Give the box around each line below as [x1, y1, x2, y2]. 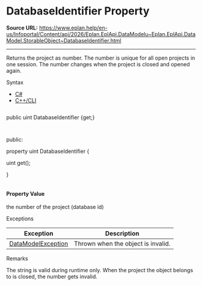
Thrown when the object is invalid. [74, 240, 171, 248]
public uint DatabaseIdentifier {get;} [6, 113, 95, 121]
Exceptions [6, 215, 34, 222]
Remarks [6, 255, 28, 263]
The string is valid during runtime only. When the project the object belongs [6, 267, 194, 274]
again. [6, 67, 22, 74]
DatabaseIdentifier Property [6, 4, 150, 18]
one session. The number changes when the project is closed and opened [6, 60, 191, 67]
